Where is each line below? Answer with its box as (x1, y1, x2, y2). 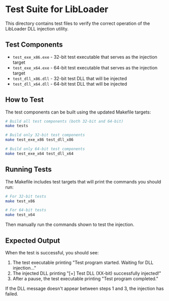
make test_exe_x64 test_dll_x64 (5, 151, 74, 156)
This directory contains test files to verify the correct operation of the (5, 20, 150, 26)
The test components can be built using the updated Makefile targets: (5, 109, 151, 115)
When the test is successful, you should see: (5, 249, 99, 255)
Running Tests (5, 165, 52, 174)
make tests (5, 123, 28, 129)
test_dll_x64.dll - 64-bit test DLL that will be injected (12, 81, 127, 87)
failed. (5, 290, 19, 297)
